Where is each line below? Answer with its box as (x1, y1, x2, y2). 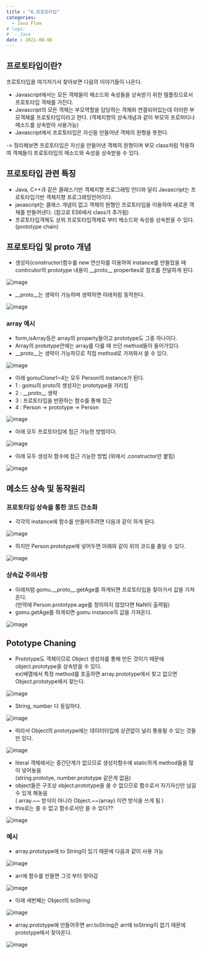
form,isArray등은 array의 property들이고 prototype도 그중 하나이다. (15, 334, 178, 342)
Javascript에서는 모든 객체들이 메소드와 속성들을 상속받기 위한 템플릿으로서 (15, 91, 194, 98)
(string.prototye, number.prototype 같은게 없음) (15, 774, 131, 781)
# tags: (6, 25, 26, 32)
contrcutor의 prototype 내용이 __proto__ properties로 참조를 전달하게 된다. (15, 267, 195, 274)
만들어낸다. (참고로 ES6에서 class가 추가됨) (26, 208, 129, 215)
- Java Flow (11, 20, 42, 26)
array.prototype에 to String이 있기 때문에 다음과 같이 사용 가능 (15, 848, 164, 855)
